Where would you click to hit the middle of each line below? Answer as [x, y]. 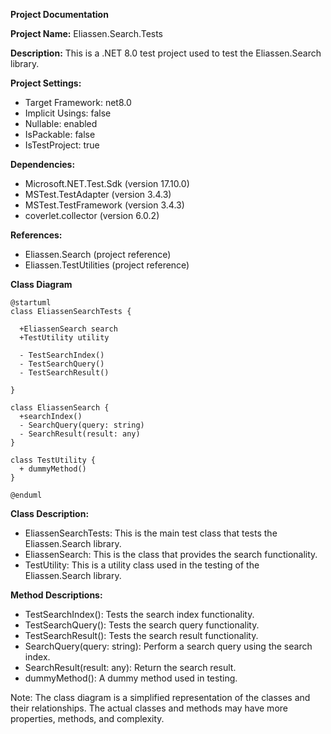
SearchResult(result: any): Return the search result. [130, 667]
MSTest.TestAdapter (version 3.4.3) [98, 194]
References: [36, 235]
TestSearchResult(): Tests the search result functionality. [141, 635]
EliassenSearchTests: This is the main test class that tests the [151, 533]
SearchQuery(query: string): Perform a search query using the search [168, 646]
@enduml [26, 495]
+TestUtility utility [64, 338]
